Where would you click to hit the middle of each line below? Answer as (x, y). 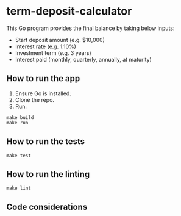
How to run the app (43, 78)
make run (17, 123)
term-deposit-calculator (69, 11)
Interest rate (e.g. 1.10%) (45, 46)
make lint (19, 188)
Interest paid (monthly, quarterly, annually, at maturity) (83, 59)
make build (20, 117)
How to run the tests (46, 142)
